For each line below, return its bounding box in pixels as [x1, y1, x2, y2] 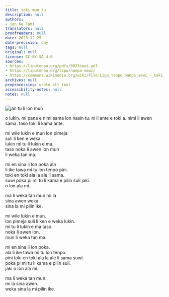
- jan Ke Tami [5, 21, 35, 27]
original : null [5, 49, 37, 54]
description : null [5, 12, 44, 17]
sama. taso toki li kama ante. [5, 120, 64, 126]
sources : [5, 59, 24, 64]
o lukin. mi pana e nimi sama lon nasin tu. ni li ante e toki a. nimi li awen [5, 115, 152, 121]
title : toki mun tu [5, 7, 46, 13]
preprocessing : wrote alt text [5, 82, 71, 87]
